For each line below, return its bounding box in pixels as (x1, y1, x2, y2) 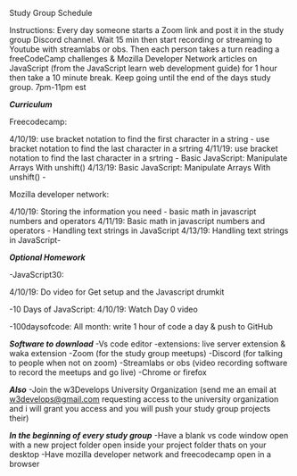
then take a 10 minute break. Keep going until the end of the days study (9, 72, 271, 83)
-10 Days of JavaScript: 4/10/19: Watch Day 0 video (9, 304, 198, 314)
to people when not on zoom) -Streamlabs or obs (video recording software (9, 357, 288, 368)
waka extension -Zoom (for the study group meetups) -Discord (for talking (9, 348, 284, 358)
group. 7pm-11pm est (9, 82, 87, 92)
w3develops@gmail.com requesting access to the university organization (9, 394, 279, 405)
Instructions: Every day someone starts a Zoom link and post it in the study (9, 25, 285, 35)
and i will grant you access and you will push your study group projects (9, 404, 271, 413)
